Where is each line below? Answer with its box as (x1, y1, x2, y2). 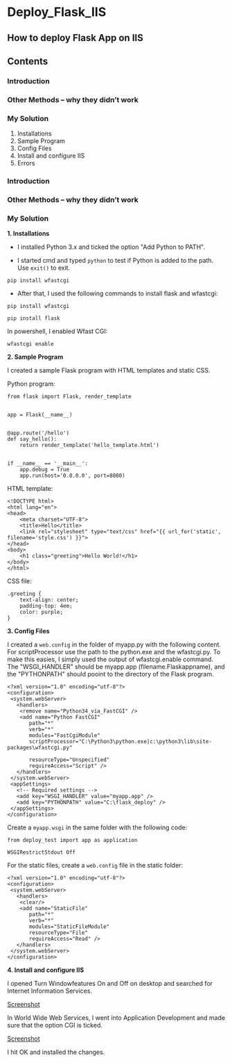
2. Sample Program (7, 352, 64, 362)
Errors (17, 159, 35, 168)
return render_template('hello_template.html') (19, 442, 159, 449)
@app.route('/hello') (7, 430, 70, 437)
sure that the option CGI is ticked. (7, 1021, 102, 1030)
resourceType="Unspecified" (28, 756, 110, 763)
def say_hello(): (7, 436, 57, 443)
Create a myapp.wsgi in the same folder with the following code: (7, 823, 188, 831)
